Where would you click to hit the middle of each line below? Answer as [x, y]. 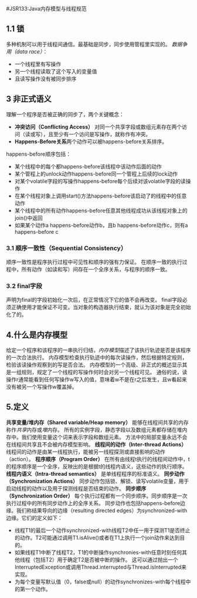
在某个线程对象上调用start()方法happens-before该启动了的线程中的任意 [101, 196]
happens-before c [36, 231]
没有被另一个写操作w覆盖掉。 [42, 387]
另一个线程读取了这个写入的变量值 [56, 71]
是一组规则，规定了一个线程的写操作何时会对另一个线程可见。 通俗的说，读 [97, 372]
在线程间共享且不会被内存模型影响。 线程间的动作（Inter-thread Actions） [96, 444]
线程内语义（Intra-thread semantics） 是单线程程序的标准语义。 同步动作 [95, 473]
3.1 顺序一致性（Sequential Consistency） [67, 248]
